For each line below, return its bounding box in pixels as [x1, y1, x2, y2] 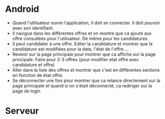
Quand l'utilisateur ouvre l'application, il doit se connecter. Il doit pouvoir [12, 20, 161, 26]
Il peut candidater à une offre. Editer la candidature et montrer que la [12, 40, 153, 46]
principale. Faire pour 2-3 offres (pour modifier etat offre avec [12, 56, 139, 62]
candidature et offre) [12, 62, 55, 68]
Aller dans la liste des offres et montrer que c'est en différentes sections [12, 67, 160, 73]
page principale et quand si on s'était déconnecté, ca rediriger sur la [12, 82, 152, 88]
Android [5, 3, 40, 15]
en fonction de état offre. [12, 72, 63, 78]
